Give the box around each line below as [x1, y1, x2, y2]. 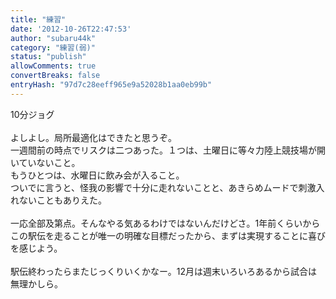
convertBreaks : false [10, 71, 101, 81]
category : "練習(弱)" [10, 42, 96, 53]
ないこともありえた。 [18, 194, 107, 206]
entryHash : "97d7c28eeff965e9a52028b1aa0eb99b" [10, 80, 213, 90]
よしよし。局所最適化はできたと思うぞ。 [10, 131, 177, 143]
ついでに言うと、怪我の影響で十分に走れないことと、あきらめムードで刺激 [10, 181, 317, 193]
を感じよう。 [10, 242, 63, 254]
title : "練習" [10, 14, 67, 25]
